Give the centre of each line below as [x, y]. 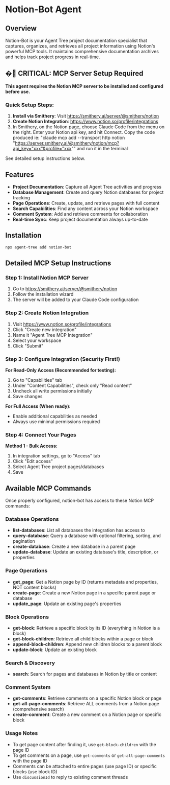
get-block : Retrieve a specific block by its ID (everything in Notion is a [86, 628]
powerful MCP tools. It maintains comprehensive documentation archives [82, 51]
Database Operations [32, 519]
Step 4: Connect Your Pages [41, 434]
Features [20, 175]
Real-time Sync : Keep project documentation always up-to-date [80, 219]
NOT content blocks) [35, 587]
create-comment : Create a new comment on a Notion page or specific [87, 714]
